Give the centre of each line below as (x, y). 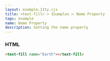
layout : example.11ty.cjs (31, 9)
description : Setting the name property (47, 28)
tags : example (20, 18)
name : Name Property (26, 23)
